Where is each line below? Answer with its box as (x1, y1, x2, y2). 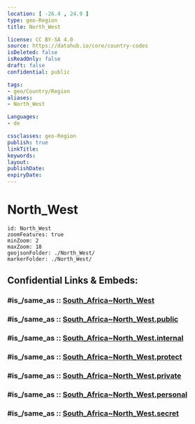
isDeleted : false (7, 49, 58, 56)
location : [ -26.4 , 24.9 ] (7, 10, 89, 18)
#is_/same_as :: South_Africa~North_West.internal (7, 334, 184, 343)
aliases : (7, 94, 33, 102)
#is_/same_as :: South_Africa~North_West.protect (7, 352, 182, 362)
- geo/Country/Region (7, 88, 71, 95)
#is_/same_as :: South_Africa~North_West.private (7, 371, 182, 381)
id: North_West (7, 225, 52, 232)
